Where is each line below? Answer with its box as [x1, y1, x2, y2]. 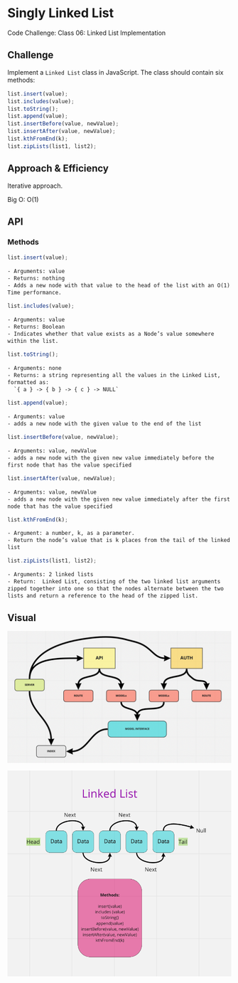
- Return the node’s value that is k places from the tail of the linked [7, 537, 231, 544]
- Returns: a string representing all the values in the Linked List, [7, 371, 221, 378]
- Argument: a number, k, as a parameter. [7, 530, 135, 537]
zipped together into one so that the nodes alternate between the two [7, 585, 224, 593]
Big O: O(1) [7, 195, 39, 203]
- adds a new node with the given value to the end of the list [7, 420, 202, 427]
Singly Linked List [7, 5, 114, 21]
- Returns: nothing [7, 275, 65, 282]
